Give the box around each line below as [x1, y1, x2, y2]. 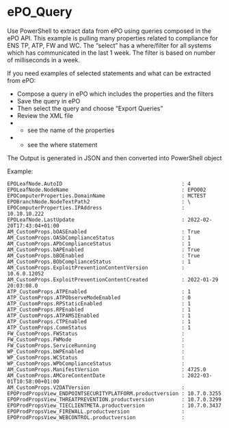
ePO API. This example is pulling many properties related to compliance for [7, 34, 219, 42]
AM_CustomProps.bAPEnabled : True [7, 246, 200, 253]
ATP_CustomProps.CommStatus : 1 [7, 324, 191, 331]
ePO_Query [7, 4, 73, 20]
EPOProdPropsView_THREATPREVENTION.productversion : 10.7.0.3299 [7, 396, 222, 403]
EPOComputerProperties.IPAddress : [7, 204, 185, 211]
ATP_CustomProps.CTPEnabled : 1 [7, 318, 191, 325]
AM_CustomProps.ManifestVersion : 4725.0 [7, 366, 206, 373]
